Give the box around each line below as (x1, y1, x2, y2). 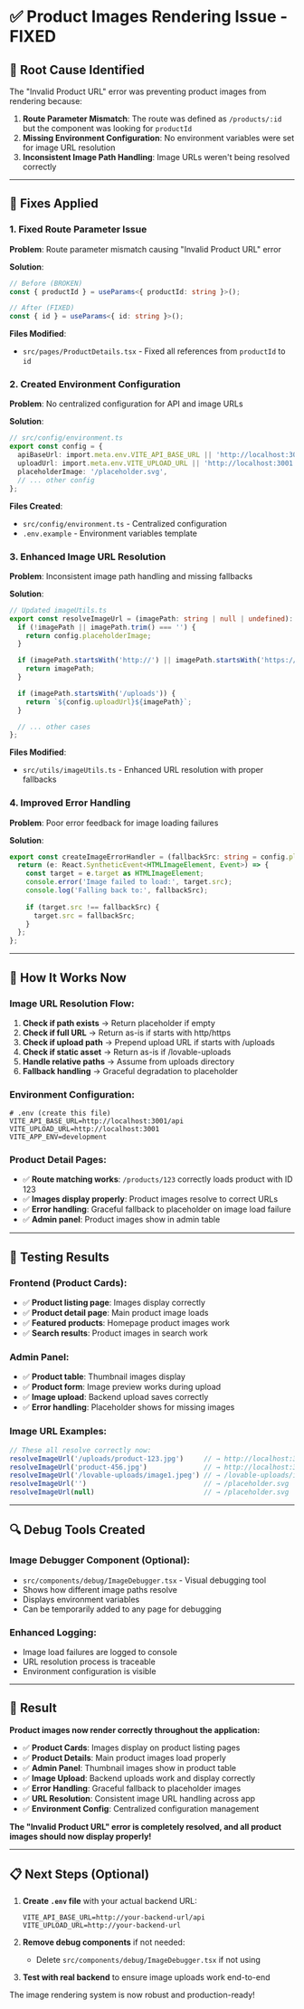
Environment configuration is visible (22, 1666, 157, 1676)
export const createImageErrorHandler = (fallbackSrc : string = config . (9, 852, 290, 862)
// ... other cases (17, 722, 91, 731)
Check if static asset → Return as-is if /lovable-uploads (22, 1046, 232, 1057)
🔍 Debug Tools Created (9, 1522, 146, 1538)
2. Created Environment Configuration (9, 378, 181, 391)
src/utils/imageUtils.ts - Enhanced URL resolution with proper (22, 765, 264, 776)
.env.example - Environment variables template (22, 528, 197, 538)
